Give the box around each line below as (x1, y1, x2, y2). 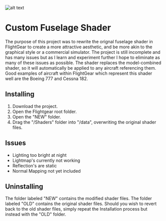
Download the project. (12, 103, 58, 109)
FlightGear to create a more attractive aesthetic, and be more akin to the (5, 44, 153, 50)
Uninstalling (5, 182, 44, 191)
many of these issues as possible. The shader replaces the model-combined (5, 60, 162, 66)
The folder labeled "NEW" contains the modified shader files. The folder (5, 196, 152, 202)
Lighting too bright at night (12, 152, 67, 158)
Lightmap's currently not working (12, 157, 80, 163)
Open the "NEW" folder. (12, 113, 61, 119)
